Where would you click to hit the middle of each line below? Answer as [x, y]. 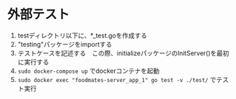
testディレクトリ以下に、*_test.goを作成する [82, 35]
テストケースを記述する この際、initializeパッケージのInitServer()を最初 [123, 53]
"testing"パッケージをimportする [65, 44]
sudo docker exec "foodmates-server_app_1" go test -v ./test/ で [117, 79]
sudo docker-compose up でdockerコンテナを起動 [89, 71]
